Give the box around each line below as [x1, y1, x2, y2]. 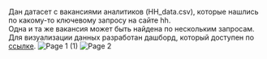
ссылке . [8, 41, 37, 51]
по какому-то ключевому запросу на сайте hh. [8, 15, 171, 25]
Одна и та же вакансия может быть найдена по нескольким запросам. [8, 24, 255, 33]
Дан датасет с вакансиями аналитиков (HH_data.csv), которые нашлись [8, 7, 259, 16]
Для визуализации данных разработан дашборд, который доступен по [8, 32, 254, 42]
